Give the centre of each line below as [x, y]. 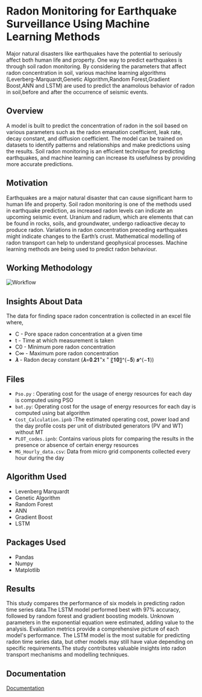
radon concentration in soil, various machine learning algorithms [86, 72]
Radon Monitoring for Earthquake [92, 11]
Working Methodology [49, 268]
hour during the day [39, 458]
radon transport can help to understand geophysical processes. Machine [97, 242]
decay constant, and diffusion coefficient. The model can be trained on [94, 138]
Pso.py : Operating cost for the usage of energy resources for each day [103, 393]
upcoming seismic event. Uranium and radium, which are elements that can [100, 217]
